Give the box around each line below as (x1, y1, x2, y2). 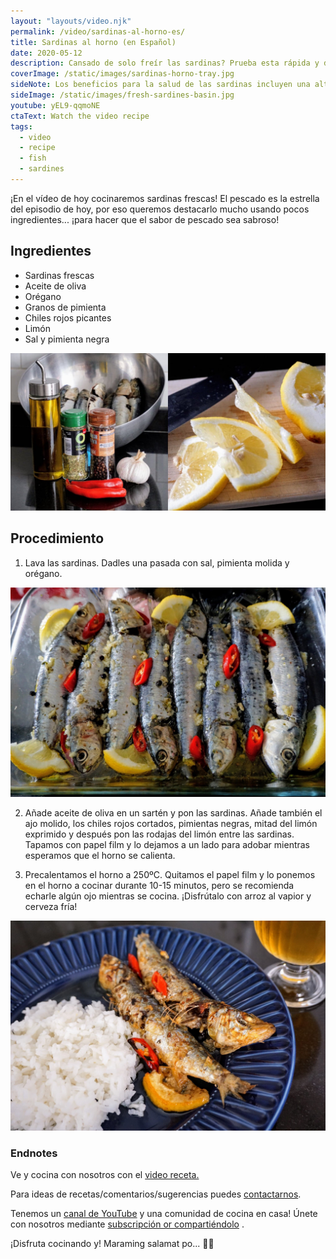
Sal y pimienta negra (24, 333, 110, 345)
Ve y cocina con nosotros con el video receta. (10, 1169, 200, 1181)
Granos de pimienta (24, 301, 107, 313)
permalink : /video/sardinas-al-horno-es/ (10, 26, 186, 37)
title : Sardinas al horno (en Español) (10, 37, 177, 47)
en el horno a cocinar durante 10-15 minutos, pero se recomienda (24, 880, 295, 892)
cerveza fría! (24, 901, 78, 913)
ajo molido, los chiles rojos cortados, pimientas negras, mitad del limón (24, 818, 318, 830)
